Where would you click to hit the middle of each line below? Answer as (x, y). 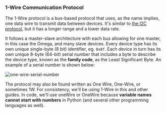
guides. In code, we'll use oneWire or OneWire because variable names (79, 95)
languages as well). (25, 106)
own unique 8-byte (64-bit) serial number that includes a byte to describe (81, 54)
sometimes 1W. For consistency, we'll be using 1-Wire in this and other (77, 90)
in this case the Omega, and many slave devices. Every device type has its (81, 44)
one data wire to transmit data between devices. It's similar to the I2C (76, 23)
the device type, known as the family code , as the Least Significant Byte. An (83, 60)
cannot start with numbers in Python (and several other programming (77, 100)
